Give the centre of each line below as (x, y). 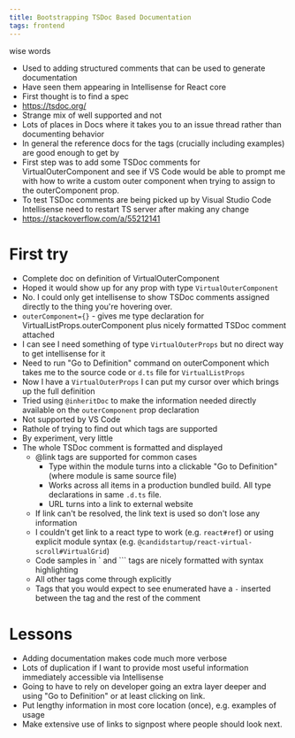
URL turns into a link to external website (121, 504)
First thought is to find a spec (76, 96)
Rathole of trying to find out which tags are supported (120, 429)
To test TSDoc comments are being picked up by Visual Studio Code (147, 199)
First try (39, 254)
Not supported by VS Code (71, 419)
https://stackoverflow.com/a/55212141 (91, 219)
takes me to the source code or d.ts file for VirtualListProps (133, 373)
